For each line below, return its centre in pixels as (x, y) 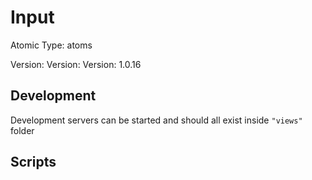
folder (22, 130)
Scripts (33, 162)
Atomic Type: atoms (51, 45)
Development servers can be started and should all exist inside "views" (156, 120)
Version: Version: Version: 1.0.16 (76, 64)
